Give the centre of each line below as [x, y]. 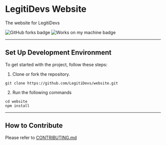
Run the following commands [42, 92]
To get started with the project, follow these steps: [56, 64]
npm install [17, 106]
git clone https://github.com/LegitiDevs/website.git [62, 83]
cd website [16, 101]
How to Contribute [34, 125]
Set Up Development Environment [58, 53]
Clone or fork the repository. [41, 74]
